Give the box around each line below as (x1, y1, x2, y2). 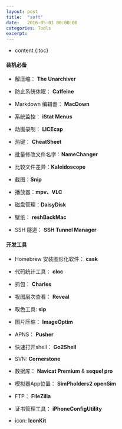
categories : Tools (6, 25, 51, 31)
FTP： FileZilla (14, 392, 51, 399)
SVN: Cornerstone (14, 355, 61, 362)
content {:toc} (14, 47, 49, 54)
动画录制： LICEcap (14, 125, 63, 133)
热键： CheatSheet (14, 138, 62, 146)
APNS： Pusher (14, 331, 54, 338)
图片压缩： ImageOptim (14, 318, 74, 325)
